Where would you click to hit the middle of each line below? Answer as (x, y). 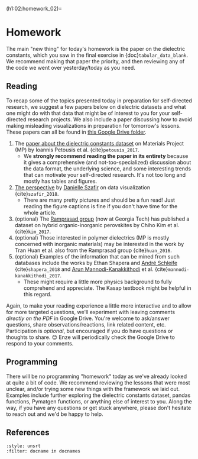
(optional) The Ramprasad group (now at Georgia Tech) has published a (102, 219)
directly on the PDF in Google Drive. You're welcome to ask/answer (88, 318)
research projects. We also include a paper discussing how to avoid (110, 119)
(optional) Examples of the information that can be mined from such (97, 256)
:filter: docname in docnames (43, 451)
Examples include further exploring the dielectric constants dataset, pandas (98, 395)
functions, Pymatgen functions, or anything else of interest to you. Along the (99, 401)
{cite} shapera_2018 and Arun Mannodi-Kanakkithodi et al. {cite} (91, 269)
